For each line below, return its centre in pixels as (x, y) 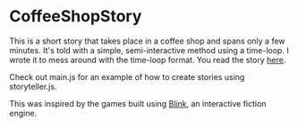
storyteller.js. (33, 86)
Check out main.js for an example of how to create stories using (127, 76)
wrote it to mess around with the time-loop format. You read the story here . (148, 60)
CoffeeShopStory (76, 16)
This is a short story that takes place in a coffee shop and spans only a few (147, 41)
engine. (23, 113)
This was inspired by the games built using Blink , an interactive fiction (138, 103)
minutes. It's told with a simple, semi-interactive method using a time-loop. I (149, 50)
